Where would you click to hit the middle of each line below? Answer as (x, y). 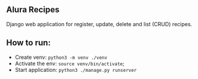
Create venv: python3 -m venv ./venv (61, 57)
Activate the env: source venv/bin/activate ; (70, 63)
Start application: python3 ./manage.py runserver (76, 69)
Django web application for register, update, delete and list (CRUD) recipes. (99, 24)
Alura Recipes (33, 10)
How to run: (28, 43)
